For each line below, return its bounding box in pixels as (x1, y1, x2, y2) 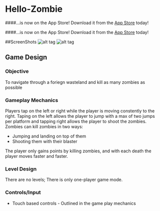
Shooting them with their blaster (12, 138, 78, 144)
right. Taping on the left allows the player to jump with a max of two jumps (5, 113, 155, 119)
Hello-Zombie (5, 3, 63, 15)
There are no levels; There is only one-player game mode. (5, 176, 123, 183)
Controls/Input (5, 189, 41, 196)
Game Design (5, 53, 48, 62)
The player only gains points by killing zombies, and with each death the (5, 148, 152, 154)
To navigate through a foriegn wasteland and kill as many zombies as (5, 79, 145, 85)
